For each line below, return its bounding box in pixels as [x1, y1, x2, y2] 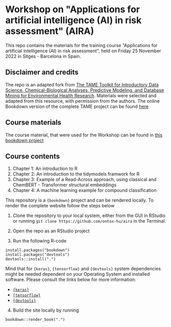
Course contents [5, 152, 60, 161]
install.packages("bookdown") [5, 248, 70, 253]
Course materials [5, 118, 61, 127]
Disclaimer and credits [5, 68, 79, 77]
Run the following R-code [12, 238, 67, 244]
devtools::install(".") [5, 257, 56, 262]
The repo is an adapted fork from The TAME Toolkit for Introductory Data [5, 81, 159, 88]
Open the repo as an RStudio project [12, 228, 90, 234]
